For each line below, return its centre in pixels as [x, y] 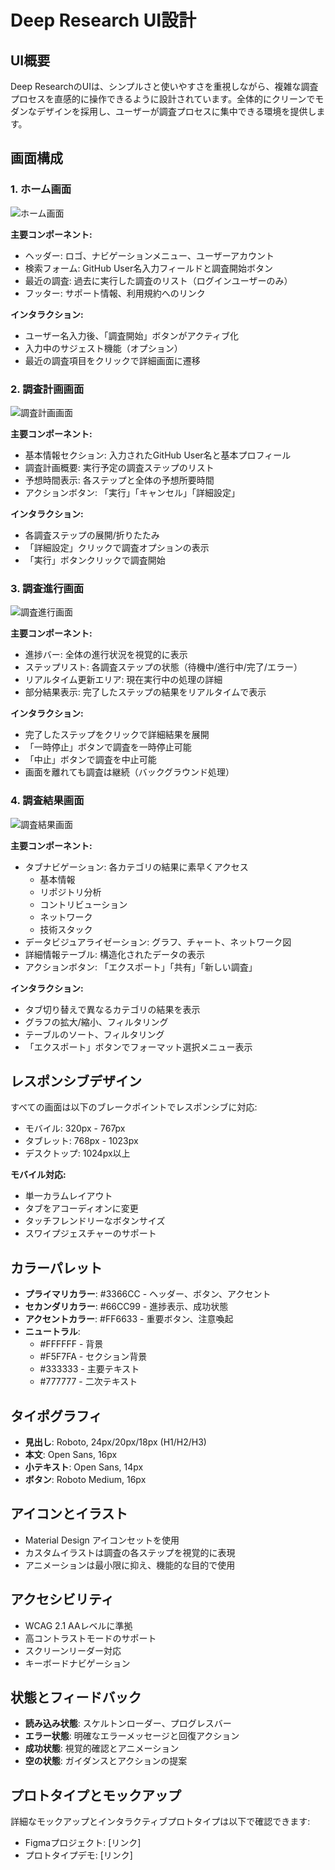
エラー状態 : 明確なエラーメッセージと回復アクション [132, 1736]
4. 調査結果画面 [47, 801]
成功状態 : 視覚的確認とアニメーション [102, 1748]
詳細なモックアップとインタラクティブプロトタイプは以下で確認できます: [160, 1822]
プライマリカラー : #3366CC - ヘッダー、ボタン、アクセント [148, 1294]
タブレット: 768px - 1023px [81, 1141]
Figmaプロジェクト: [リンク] [83, 1843]
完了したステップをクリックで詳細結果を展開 [117, 735]
